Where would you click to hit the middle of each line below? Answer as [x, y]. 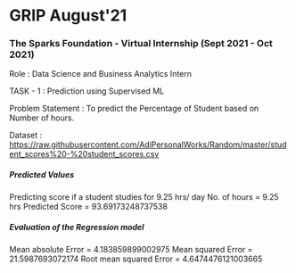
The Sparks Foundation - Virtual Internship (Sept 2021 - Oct [141, 44]
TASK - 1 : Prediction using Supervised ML [87, 91]
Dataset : [26, 136]
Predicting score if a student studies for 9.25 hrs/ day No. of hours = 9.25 [144, 197]
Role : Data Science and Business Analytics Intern [101, 74]
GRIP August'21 [68, 16]
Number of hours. [42, 118]
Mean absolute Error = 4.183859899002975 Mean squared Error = [131, 250]
